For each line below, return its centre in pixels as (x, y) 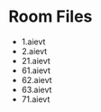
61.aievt (36, 70)
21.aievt (36, 61)
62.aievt (37, 79)
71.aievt (36, 99)
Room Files (50, 17)
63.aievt (37, 89)
